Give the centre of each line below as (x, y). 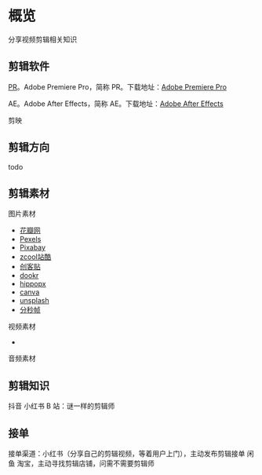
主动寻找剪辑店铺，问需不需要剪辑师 (96, 463)
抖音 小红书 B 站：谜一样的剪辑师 (62, 406)
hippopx (33, 284)
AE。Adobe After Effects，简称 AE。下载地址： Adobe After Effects (116, 104)
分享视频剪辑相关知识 (42, 39)
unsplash (34, 301)
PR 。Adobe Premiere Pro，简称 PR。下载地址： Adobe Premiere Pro (118, 86)
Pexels (30, 239)
